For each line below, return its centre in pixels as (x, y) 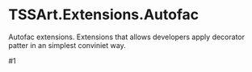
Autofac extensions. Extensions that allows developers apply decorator (126, 37)
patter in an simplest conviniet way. (67, 45)
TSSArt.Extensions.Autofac (104, 15)
